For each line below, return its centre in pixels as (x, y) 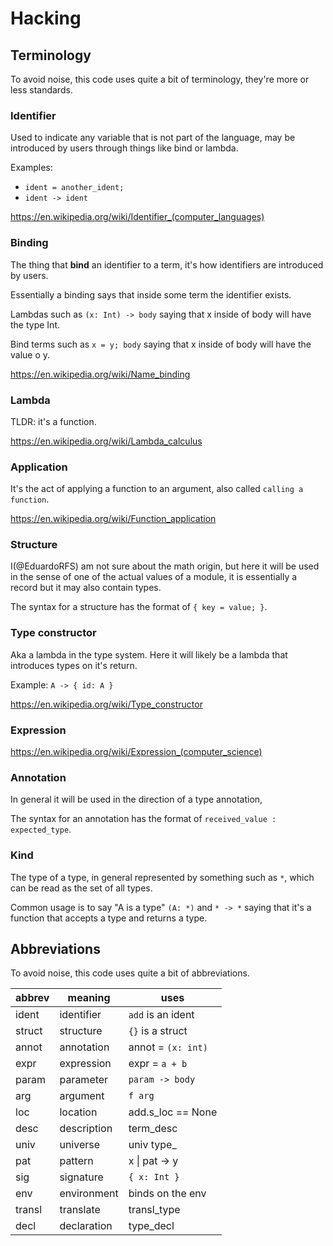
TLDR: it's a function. (53, 421)
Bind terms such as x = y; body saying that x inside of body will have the (161, 344)
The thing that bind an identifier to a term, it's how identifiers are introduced (167, 264)
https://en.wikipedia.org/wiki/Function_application (113, 519)
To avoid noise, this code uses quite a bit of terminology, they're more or (160, 79)
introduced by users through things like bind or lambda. (124, 148)
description (86, 1129)
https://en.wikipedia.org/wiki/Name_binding (100, 374)
